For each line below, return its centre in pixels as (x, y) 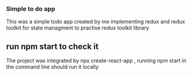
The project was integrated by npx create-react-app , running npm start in (96, 61)
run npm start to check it (52, 46)
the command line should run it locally (53, 67)
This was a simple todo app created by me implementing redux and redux (96, 22)
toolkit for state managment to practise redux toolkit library (78, 28)
